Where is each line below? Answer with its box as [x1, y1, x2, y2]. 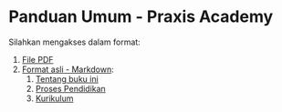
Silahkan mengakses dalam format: [8, 36, 141, 47]
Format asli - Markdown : [21, 64, 115, 75]
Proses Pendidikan [35, 83, 106, 94]
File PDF [21, 54, 54, 65]
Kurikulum [35, 93, 74, 104]
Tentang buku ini [35, 73, 99, 84]
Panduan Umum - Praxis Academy [8, 6, 274, 27]
